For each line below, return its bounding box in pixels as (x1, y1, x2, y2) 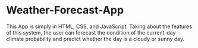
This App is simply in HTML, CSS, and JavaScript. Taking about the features (6, 23, 192, 30)
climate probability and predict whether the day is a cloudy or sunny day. (6, 35, 185, 42)
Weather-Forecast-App (6, 4, 124, 17)
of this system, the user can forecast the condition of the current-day (6, 29, 176, 36)
